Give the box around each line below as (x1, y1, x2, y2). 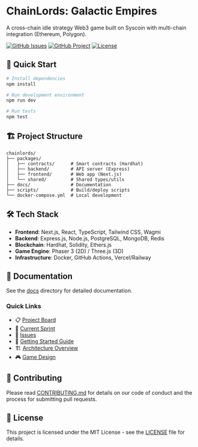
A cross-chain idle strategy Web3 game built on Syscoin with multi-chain (6, 24, 187, 31)
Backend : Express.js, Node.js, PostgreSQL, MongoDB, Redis (14, 234, 165, 242)
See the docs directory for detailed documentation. (6, 287, 133, 294)
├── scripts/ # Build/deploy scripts (6, 187, 130, 193)
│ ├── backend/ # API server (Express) (6, 166, 130, 172)
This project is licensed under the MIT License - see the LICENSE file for (6, 428, 185, 436)
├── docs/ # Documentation (6, 181, 112, 187)
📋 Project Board (14, 316, 56, 323)
